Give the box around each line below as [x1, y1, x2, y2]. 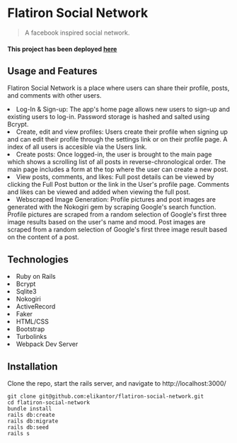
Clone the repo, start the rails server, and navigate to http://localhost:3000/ [7, 379, 226, 387]
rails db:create [7, 411, 55, 418]
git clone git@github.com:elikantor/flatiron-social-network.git [7, 393, 204, 400]
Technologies [7, 253, 69, 265]
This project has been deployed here [7, 45, 117, 53]
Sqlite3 [16, 287, 37, 296]
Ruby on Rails [16, 272, 56, 281]
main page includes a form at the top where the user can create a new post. [7, 165, 229, 174]
